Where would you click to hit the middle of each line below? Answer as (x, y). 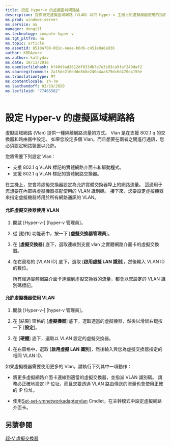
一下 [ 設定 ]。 (26, 327)
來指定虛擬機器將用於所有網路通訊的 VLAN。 (52, 197)
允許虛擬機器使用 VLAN (30, 298)
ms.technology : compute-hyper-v (39, 34)
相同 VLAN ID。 (29, 355)
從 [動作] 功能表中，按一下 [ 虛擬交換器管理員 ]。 (63, 233)
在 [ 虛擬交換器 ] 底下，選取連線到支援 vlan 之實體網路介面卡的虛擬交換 (86, 244)
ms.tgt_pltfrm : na (25, 39)
